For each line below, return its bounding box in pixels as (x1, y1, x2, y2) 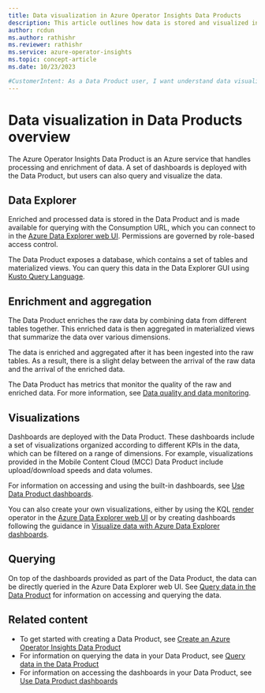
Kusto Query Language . (8, 272, 85, 281)
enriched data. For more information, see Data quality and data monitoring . (8, 388, 251, 398)
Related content (8, 613, 88, 627)
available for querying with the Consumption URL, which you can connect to (8, 223, 256, 233)
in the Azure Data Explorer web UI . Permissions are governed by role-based (8, 231, 255, 241)
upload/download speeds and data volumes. (8, 466, 153, 474)
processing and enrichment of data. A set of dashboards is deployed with (8, 163, 247, 172)
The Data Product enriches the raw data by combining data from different (8, 316, 247, 325)
